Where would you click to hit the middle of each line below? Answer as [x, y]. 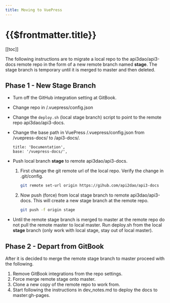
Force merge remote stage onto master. [54, 279]
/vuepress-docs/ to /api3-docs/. [46, 138]
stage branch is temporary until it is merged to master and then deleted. [80, 69]
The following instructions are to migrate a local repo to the [67, 59]
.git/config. [32, 176]
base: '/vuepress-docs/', [40, 152]
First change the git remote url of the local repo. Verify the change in [92, 171]
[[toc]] [12, 49]
